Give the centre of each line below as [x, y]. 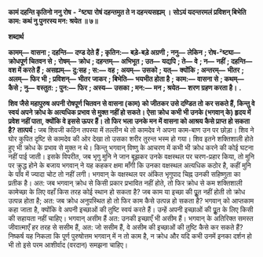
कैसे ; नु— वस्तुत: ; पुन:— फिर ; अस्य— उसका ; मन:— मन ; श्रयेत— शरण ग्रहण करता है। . [125, 88]
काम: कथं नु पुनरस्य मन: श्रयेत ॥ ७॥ [53, 21]
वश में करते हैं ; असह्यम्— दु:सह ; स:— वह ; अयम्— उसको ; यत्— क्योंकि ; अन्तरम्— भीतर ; [126, 70]
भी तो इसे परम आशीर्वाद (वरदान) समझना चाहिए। [68, 245]
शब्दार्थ [16, 37]
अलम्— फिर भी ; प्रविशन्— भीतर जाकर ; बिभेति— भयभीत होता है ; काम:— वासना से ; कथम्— [126, 79]
